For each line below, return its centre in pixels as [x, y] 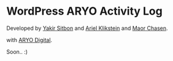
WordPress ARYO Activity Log [84, 11]
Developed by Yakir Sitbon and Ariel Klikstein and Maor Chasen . [87, 28]
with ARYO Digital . [29, 40]
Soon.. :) [17, 52]
